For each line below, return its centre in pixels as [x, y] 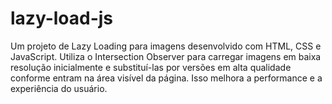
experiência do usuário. [59, 88]
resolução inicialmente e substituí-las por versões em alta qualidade [151, 67]
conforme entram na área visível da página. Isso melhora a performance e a [166, 78]
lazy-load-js [62, 18]
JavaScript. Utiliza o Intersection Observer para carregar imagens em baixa [166, 56]
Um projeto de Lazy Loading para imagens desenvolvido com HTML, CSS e [166, 46]
